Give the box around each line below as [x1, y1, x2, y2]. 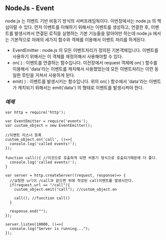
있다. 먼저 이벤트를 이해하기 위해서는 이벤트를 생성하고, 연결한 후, [23, 24, 150, 30]
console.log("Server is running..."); [9, 227, 91, 232]
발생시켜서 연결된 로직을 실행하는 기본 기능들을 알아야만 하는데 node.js [14, 30, 152, 36]
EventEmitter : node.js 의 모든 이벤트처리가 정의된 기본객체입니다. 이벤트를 [12, 47, 159, 53]
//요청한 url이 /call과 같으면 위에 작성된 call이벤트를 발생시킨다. [9, 178, 134, 184]
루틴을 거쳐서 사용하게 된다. [21, 72, 75, 78]
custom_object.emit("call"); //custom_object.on [14, 187, 117, 192]
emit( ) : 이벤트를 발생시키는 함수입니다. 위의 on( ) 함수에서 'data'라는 [12, 78, 148, 84]
